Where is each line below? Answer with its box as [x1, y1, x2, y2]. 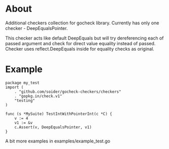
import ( [5, 85, 24, 90]
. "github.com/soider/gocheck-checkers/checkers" [14, 89, 122, 94]
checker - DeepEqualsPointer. [5, 25, 68, 31]
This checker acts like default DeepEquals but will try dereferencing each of [5, 35, 164, 41]
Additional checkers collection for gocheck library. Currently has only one [5, 20, 159, 26]
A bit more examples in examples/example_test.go [5, 138, 111, 144]
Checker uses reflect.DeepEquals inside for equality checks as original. [5, 46, 155, 52]
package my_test [5, 80, 40, 85]
